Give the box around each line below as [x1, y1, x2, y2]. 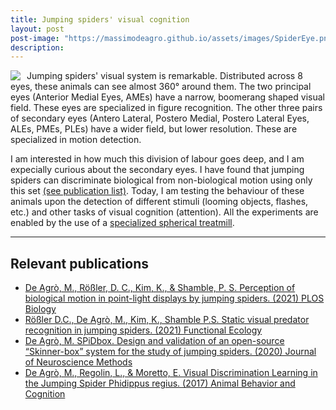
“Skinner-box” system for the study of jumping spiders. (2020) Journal [24, 346, 317, 358]
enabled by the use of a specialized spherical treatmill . [10, 217, 235, 229]
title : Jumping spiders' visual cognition [10, 14, 190, 25]
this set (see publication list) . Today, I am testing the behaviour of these [10, 185, 305, 197]
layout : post [10, 24, 65, 34]
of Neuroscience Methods [24, 356, 133, 368]
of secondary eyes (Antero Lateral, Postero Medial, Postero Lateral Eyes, [10, 112, 310, 125]
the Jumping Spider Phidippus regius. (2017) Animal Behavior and [24, 377, 296, 390]
